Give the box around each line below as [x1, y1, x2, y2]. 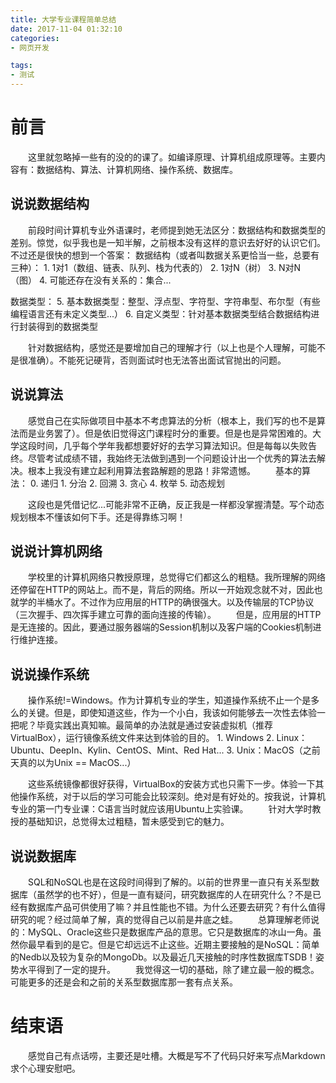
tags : [10, 61, 33, 71]
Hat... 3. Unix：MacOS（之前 [201, 744, 321, 756]
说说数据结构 [10, 196, 90, 213]
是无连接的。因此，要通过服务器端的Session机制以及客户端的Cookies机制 [10, 621, 313, 633]
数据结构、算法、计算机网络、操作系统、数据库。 [36, 163, 238, 175]
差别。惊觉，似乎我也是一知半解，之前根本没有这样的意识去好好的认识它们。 [10, 236, 326, 248]
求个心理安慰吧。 [10, 1062, 81, 1074]
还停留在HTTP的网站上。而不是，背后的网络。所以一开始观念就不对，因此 [10, 584, 315, 596]
